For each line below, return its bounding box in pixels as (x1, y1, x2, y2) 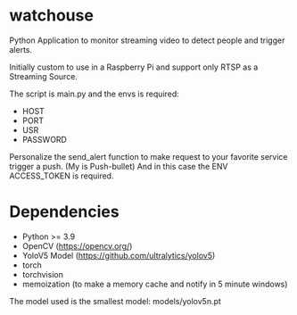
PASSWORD (21, 134, 67, 145)
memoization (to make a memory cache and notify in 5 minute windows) (21, 278, 288, 289)
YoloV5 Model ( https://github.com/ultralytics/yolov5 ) (21, 250, 216, 261)
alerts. (9, 44, 33, 54)
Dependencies (9, 202, 120, 222)
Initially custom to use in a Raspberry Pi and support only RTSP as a (9, 62, 259, 72)
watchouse (9, 5, 94, 26)
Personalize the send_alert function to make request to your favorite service (9, 151, 288, 162)
